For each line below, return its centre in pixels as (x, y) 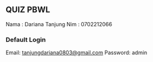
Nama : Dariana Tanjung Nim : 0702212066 (59, 24)
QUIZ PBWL (28, 10)
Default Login (26, 39)
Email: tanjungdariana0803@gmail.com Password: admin (76, 52)
